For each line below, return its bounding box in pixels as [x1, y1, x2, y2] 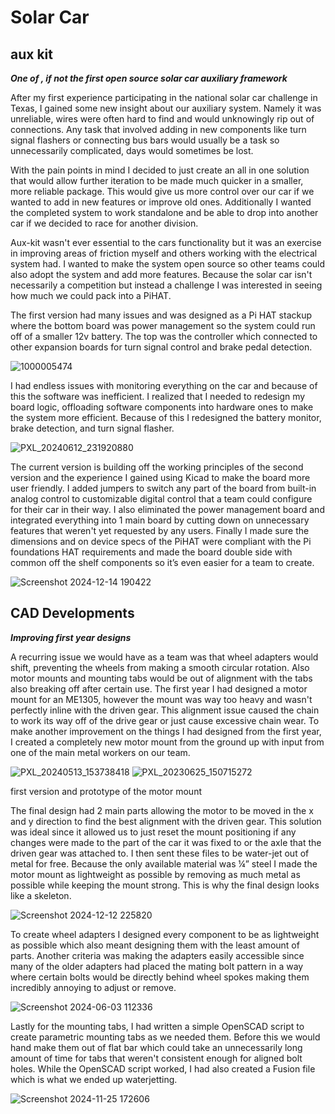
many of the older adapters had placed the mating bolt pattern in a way [10, 960, 304, 972]
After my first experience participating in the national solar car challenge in [10, 92, 318, 103]
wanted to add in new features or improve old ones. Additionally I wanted [10, 196, 312, 208]
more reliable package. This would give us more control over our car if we [10, 186, 315, 197]
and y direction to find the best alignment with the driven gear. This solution [10, 815, 322, 827]
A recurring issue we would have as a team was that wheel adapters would [10, 651, 319, 663]
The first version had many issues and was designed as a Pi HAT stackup [10, 309, 313, 321]
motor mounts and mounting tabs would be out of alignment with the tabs [10, 672, 313, 684]
